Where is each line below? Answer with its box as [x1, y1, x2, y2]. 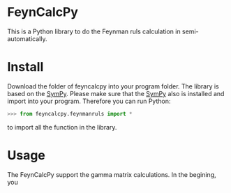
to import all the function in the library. [7, 123, 117, 131]
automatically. [7, 34, 47, 43]
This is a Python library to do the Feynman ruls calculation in [7, 27, 181, 36]
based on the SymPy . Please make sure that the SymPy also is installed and [7, 89, 225, 98]
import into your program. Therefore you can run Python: [7, 97, 171, 105]
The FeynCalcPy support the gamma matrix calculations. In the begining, [7, 170, 216, 178]
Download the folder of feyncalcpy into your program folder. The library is [7, 82, 219, 91]
